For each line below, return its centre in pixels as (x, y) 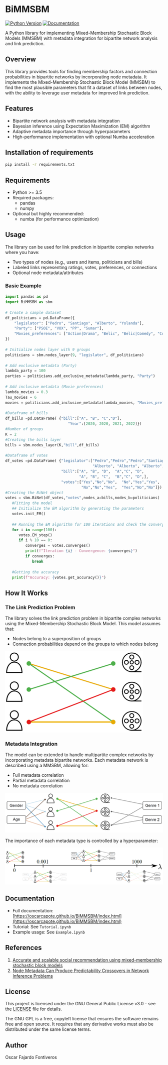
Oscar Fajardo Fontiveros (31, 1057)
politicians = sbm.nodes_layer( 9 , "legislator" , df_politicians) (74, 355)
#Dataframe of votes (27, 455)
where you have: (22, 252)
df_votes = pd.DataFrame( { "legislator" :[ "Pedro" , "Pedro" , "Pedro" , (76, 461)
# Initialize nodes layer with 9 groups (48, 349)
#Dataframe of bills (27, 413)
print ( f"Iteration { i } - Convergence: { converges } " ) (81, 551)
